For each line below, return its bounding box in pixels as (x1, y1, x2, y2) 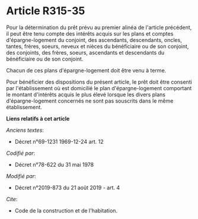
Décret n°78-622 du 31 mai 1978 (14, 161, 94, 168)
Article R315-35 (6, 4, 85, 18)
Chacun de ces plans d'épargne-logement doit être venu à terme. (6, 66, 167, 74)
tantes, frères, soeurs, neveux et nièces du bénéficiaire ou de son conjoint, (6, 43, 189, 50)
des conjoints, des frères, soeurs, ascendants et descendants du (6, 49, 165, 56)
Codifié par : (6, 150, 36, 157)
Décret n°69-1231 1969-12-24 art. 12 (14, 138, 104, 145)
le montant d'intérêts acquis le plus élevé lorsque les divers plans (6, 91, 166, 98)
